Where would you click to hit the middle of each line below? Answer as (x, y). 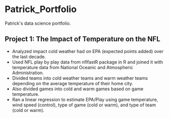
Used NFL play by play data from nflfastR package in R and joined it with (87, 62)
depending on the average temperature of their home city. (73, 83)
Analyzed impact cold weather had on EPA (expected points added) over (88, 51)
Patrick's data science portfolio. (38, 23)
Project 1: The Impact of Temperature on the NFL (82, 39)
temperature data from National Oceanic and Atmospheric (73, 67)
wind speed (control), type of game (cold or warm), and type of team (84, 105)
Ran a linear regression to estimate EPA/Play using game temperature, (85, 99)
